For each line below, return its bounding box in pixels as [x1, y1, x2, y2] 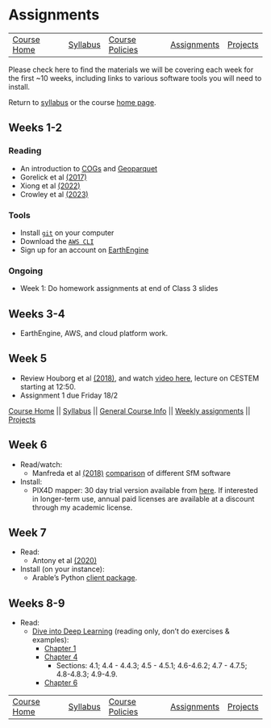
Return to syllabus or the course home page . [8, 97, 156, 107]
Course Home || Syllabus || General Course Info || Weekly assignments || [8, 406, 251, 415]
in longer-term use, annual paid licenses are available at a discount [31, 494, 255, 503]
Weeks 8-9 [8, 596, 65, 610]
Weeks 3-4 [8, 307, 66, 321]
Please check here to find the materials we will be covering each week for [8, 65, 254, 74]
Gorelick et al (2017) [19, 172, 87, 182]
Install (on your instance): [19, 564, 105, 574]
